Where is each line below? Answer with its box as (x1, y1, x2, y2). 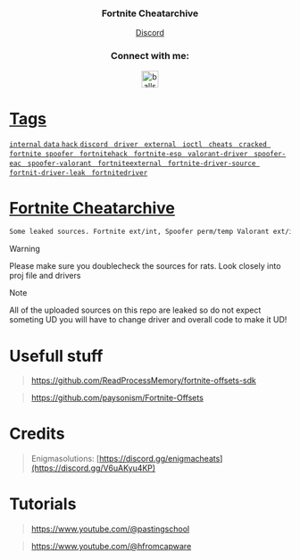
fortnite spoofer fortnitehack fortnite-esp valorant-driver (9, 149, 248, 158)
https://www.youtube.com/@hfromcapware (30, 541, 192, 552)
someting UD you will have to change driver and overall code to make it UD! (9, 314, 287, 325)
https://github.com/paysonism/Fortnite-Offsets (30, 392, 204, 404)
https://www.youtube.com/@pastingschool (30, 523, 190, 534)
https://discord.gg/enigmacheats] (99, 454, 223, 464)
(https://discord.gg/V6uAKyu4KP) (30, 463, 156, 473)
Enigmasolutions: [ (30, 454, 100, 464)
